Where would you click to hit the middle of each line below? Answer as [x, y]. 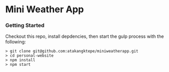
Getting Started [25, 26]
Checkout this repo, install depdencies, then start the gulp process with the [84, 36]
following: [16, 42]
